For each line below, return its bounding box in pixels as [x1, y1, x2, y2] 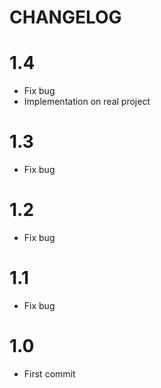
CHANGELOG [9, 6, 122, 29]
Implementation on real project [23, 96, 151, 108]
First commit [23, 367, 76, 380]
